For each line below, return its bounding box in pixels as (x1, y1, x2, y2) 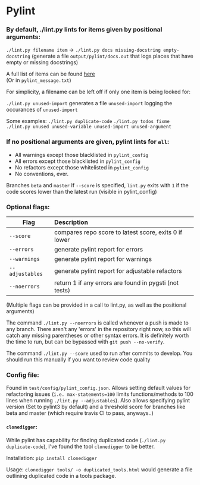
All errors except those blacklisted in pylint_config (14, 158, 141, 165)
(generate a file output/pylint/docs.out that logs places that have (32, 52, 193, 60)
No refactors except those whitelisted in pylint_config (14, 163, 149, 171)
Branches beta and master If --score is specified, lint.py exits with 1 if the (6, 181, 189, 188)
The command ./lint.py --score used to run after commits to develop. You (6, 349, 193, 357)
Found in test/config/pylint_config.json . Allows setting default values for (6, 385, 190, 392)
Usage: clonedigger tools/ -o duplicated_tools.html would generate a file (6, 465, 193, 473)
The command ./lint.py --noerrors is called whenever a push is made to (6, 319, 189, 326)
